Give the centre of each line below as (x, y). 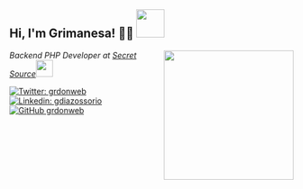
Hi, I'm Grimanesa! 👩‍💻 (72, 34)
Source (23, 74)
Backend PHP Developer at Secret (73, 55)
